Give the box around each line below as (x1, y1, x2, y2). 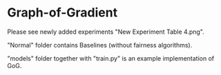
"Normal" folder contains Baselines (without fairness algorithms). (7, 41, 193, 49)
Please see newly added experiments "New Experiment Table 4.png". (7, 28, 205, 36)
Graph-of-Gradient (7, 5, 118, 21)
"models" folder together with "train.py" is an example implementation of (7, 54, 215, 63)
